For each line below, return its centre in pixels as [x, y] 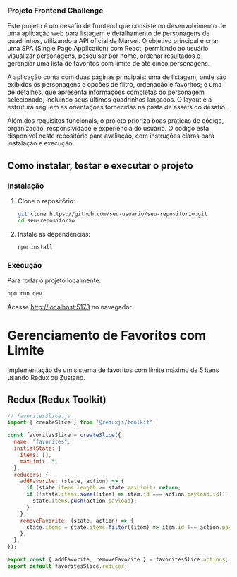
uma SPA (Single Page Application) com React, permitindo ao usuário [108, 49]
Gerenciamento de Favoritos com [107, 335]
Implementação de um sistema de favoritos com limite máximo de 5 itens [113, 370]
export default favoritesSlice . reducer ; [68, 566]
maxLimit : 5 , [39, 461]
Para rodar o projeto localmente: [54, 280]
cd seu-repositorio [46, 220]
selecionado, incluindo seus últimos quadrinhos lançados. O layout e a [110, 100]
